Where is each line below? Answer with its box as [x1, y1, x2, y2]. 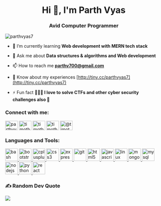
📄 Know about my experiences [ [12, 74, 78, 80]
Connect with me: [5, 109, 49, 116]
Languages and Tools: [5, 137, 60, 144]
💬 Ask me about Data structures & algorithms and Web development [12, 53, 156, 59]
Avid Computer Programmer [49, 22, 119, 29]
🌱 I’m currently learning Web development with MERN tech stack [12, 43, 148, 49]
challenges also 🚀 [12, 97, 50, 103]
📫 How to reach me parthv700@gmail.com [12, 63, 105, 69]
